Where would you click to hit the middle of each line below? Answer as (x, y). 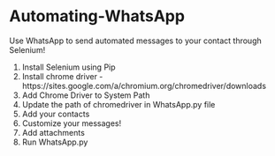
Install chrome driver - (62, 76)
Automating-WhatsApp (97, 16)
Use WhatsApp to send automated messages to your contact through (136, 41)
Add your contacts (56, 114)
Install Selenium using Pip (69, 67)
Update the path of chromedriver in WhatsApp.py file (118, 104)
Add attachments (53, 132)
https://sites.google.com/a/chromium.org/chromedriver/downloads (144, 85)
